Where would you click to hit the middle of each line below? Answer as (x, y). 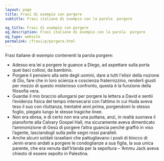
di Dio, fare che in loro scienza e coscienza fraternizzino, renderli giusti (84, 80)
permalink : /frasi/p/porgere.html (40, 41)
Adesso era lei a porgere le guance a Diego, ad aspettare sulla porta (81, 65)
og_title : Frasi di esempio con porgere (47, 27)
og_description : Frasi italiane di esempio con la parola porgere (75, 32)
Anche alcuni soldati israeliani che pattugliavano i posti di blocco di (80, 137)
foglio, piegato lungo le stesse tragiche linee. (57, 111)
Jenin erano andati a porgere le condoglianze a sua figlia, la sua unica (82, 143)
